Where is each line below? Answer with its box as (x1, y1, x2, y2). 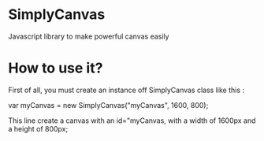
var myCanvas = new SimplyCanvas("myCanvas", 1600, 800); (8, 100, 209, 109)
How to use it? (8, 59, 103, 77)
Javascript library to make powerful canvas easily (8, 32, 169, 41)
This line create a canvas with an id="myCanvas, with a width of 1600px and (8, 116, 256, 125)
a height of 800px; (8, 124, 69, 133)
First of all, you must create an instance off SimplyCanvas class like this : (8, 85, 245, 95)
